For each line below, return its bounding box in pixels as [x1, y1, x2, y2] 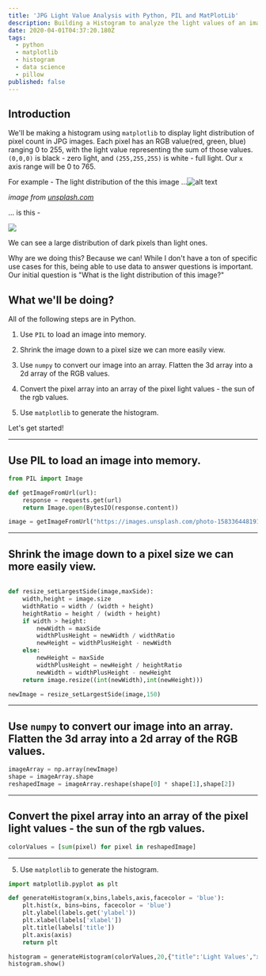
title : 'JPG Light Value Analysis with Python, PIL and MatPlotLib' [8, 11, 239, 20]
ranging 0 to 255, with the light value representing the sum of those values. [8, 145, 253, 154]
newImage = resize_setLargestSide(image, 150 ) [8, 690, 161, 698]
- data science [15, 63, 66, 71]
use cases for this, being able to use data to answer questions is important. [8, 262, 253, 272]
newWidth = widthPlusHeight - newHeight [36, 669, 172, 677]
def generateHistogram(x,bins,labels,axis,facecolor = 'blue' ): [8, 894, 225, 902]
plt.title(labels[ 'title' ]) [22, 924, 115, 932]
